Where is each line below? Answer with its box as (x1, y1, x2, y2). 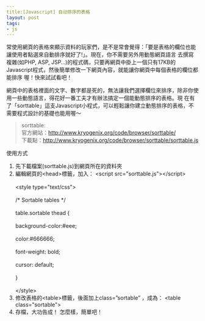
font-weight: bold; (15, 248, 61, 256)
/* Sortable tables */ (15, 196, 66, 204)
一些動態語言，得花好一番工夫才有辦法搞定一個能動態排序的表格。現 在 (11, 94, 190, 102)
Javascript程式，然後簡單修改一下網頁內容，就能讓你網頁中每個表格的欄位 (6, 66, 193, 74)
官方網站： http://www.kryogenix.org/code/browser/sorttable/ (21, 129, 176, 136)
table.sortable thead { (15, 210, 70, 217)
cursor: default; (15, 261, 54, 269)
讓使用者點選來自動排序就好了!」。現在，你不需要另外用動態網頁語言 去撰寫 (6, 51, 194, 58)
